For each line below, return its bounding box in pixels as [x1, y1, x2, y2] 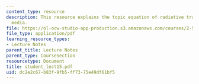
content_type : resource [6, 8, 65, 15]
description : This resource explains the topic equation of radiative [6, 14, 184, 20]
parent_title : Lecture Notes [6, 47, 78, 53]
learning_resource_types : [6, 36, 70, 42]
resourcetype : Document [6, 58, 65, 64]
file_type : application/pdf [6, 31, 76, 37]
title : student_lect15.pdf [6, 63, 73, 70]
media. [11, 20, 28, 25]
